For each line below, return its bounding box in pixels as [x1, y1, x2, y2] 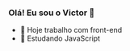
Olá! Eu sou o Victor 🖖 [8, 7, 95, 18]
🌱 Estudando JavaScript [19, 33, 101, 43]
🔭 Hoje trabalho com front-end [19, 25, 123, 35]
